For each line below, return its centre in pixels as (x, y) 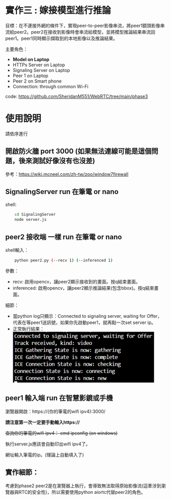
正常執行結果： (28, 329)
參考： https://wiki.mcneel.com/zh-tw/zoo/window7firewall (67, 174)
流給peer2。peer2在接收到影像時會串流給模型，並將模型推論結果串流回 (80, 32)
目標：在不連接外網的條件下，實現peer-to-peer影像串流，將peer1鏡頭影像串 (85, 26)
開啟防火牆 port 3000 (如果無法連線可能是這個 (78, 151)
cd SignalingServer (35, 214)
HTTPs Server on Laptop (39, 65)
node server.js (31, 220)
